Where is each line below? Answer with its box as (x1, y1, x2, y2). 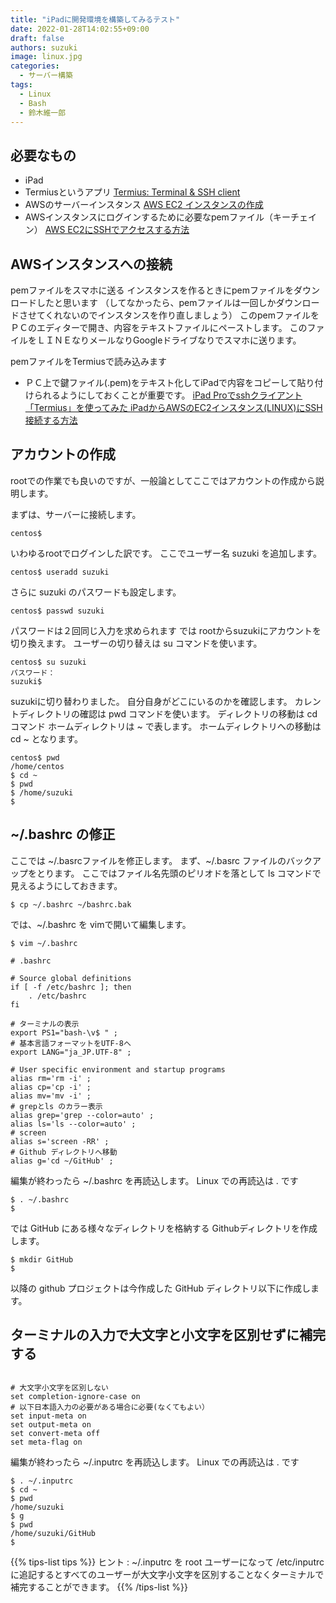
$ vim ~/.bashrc (10, 938, 78, 948)
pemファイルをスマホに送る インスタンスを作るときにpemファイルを (10, 284, 294, 296)
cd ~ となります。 (10, 732, 83, 745)
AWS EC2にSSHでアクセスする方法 (44, 224, 190, 236)
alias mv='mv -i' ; (10, 1091, 92, 1101)
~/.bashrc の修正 (10, 826, 116, 843)
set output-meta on (10, 1420, 92, 1430)
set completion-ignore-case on (10, 1392, 141, 1402)
